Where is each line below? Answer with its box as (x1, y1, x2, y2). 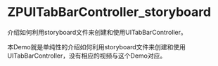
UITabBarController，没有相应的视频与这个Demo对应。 (7, 51, 167, 60)
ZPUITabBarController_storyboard (7, 4, 212, 20)
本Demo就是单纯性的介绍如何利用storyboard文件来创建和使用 (7, 42, 186, 51)
